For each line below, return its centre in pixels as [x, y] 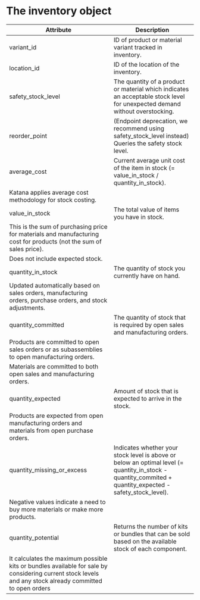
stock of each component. [150, 549]
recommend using [139, 128]
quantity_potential [34, 537]
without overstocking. [144, 111]
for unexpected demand [147, 104]
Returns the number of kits [151, 526]
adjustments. [27, 308]
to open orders [30, 588]
